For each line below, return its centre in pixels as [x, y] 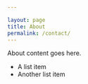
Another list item [41, 74]
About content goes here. [44, 53]
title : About [26, 26]
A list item [32, 67]
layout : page [26, 20]
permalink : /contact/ [39, 33]
